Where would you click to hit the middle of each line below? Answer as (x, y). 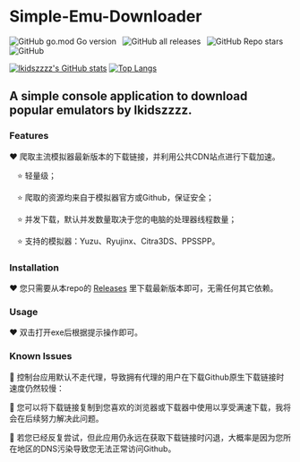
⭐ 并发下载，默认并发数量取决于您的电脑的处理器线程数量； (127, 219)
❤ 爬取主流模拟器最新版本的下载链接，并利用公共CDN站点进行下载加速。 (145, 156)
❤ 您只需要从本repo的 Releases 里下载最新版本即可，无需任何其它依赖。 (144, 287)
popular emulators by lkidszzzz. (101, 111)
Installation (34, 268)
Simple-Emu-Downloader (106, 17)
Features (29, 136)
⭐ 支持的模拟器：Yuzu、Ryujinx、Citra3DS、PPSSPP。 (119, 241)
